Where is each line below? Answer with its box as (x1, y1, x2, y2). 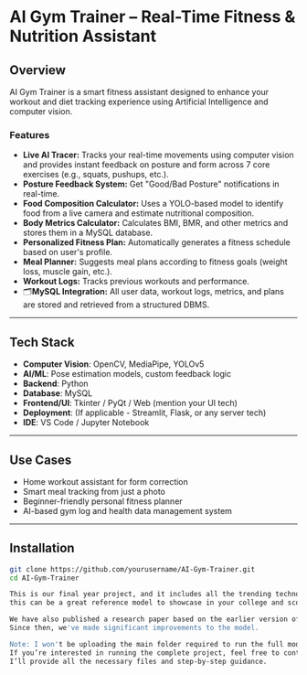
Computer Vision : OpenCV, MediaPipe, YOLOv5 (22, 359, 205, 370)
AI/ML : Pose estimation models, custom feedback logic (22, 369, 231, 380)
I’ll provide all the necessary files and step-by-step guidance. (9, 657, 268, 666)
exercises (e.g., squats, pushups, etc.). (22, 169, 169, 180)
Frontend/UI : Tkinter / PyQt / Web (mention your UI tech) (22, 398, 238, 409)
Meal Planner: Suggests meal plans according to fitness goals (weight (22, 256, 288, 267)
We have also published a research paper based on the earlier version (9, 615, 288, 624)
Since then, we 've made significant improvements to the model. (9, 624, 259, 633)
